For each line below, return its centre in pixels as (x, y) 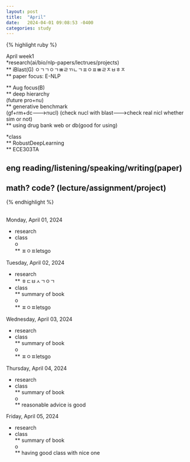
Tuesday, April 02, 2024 (35, 263)
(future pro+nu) (25, 100)
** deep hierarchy (28, 94)
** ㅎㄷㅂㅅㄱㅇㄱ (35, 281)
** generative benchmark (37, 106)
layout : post (22, 12)
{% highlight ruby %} (32, 45)
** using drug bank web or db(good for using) (62, 125)
